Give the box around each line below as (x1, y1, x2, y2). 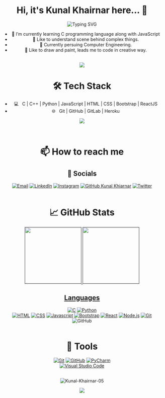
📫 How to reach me (40, 146, 124, 157)
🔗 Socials (67, 170, 97, 178)
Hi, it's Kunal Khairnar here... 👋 (16, 5, 148, 16)
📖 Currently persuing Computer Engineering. (39, 41, 132, 47)
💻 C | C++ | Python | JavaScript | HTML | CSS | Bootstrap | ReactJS (14, 101, 158, 107)
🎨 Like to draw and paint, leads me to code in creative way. (25, 47, 147, 53)
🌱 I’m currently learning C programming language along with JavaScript (12, 31, 160, 37)
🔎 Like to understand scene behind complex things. (32, 36, 139, 42)
